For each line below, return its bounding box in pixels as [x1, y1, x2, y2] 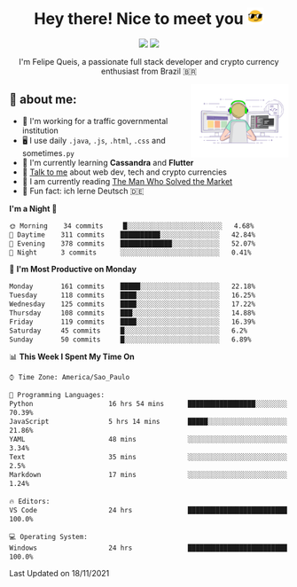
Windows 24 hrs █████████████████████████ [9, 544, 288, 552]
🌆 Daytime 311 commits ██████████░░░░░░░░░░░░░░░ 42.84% [9, 230, 255, 239]
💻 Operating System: [9, 532, 89, 541]
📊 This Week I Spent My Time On [9, 351, 135, 362]
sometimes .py [21, 147, 75, 158]
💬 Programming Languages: [9, 390, 105, 399]
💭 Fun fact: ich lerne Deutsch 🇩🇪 [21, 185, 145, 196]
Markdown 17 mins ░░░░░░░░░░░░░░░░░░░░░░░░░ [9, 470, 288, 479]
